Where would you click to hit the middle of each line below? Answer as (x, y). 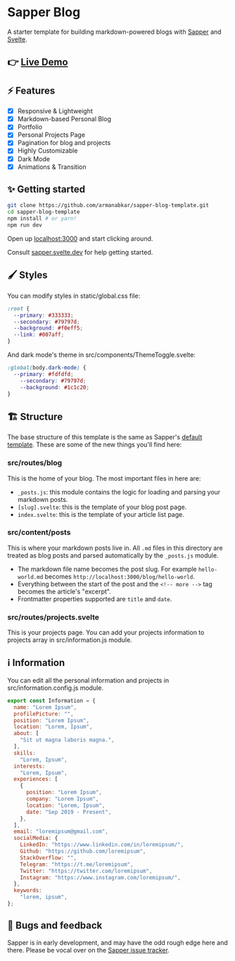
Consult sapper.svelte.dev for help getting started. (80, 252)
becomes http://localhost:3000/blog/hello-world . (120, 576)
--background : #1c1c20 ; (55, 387)
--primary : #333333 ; (44, 315)
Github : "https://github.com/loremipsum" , (83, 852)
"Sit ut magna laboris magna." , (67, 740)
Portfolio (30, 127)
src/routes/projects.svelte (53, 617)
